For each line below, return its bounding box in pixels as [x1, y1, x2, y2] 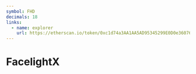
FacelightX [6, 55, 60, 69]
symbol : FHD [6, 8, 35, 15]
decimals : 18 [6, 14, 38, 20]
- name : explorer [11, 24, 54, 31]
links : [6, 19, 22, 25]
